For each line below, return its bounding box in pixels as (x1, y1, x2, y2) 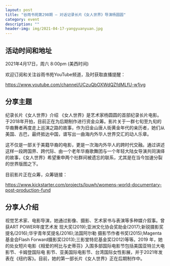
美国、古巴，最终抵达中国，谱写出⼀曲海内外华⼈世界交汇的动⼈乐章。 (5, 131, 152, 137)
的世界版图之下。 (5, 161, 41, 167)
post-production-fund (5, 187, 51, 193)
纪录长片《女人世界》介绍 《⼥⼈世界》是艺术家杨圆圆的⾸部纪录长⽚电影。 (5, 112, 162, 118)
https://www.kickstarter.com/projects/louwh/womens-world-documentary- (5, 181, 162, 187)
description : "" (5, 21, 39, 27)
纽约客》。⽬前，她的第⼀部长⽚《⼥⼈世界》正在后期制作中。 (18, 255, 145, 261)
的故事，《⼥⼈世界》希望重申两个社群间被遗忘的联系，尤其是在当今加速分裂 (5, 154, 163, 160)
